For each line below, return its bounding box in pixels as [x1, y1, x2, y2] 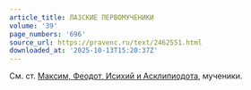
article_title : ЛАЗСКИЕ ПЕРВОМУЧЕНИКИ [9, 12, 154, 22]
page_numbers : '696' [9, 29, 87, 38]
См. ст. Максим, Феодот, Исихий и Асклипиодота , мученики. [9, 70, 243, 81]
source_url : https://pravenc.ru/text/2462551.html [9, 37, 203, 47]
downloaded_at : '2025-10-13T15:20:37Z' [9, 46, 159, 55]
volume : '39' [9, 21, 58, 30]
